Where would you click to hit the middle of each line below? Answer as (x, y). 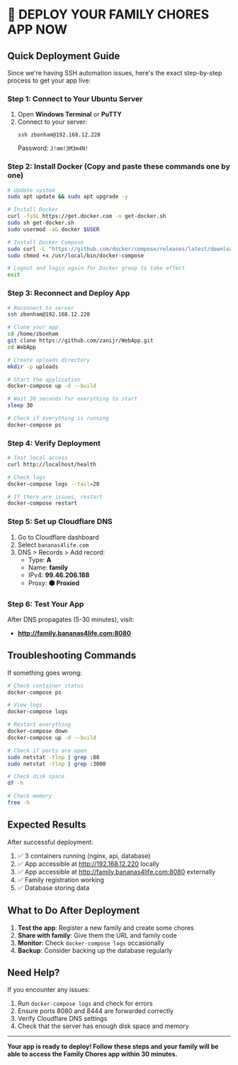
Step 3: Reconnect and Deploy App (69, 293)
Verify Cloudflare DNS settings (62, 1019)
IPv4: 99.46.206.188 (59, 574)
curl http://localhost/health (52, 464)
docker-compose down (38, 732)
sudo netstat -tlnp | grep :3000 (57, 764)
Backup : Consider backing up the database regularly (95, 950)
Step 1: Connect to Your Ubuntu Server (75, 99)
